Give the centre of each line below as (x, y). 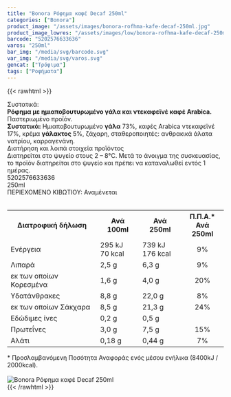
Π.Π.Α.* (202, 216)
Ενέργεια (26, 249)
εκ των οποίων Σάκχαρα (51, 307)
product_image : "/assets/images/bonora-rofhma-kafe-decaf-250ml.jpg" (109, 26)
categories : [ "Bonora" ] (41, 20)
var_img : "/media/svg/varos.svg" (55, 59)
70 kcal (112, 254)
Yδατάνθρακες (35, 296)
